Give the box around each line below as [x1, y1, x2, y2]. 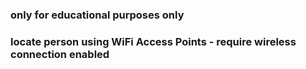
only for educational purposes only [10, 8, 185, 22]
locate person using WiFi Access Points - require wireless [10, 34, 297, 48]
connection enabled [10, 47, 110, 61]
